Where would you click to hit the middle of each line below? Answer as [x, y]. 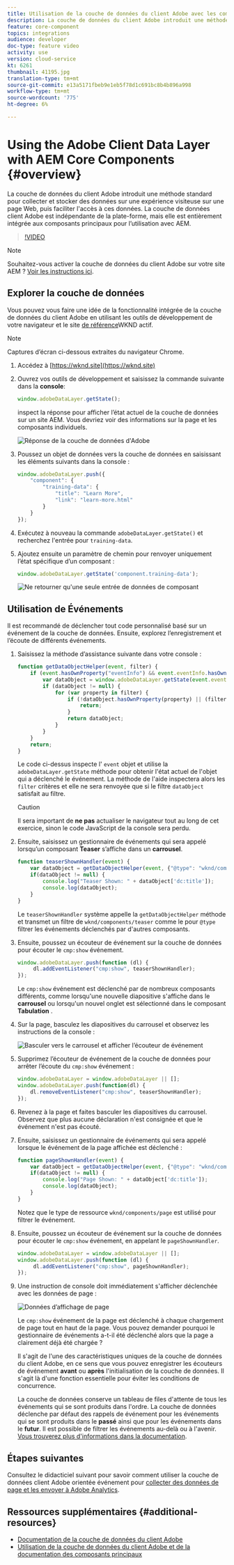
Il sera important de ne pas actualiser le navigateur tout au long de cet [118, 821]
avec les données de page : [57, 1293]
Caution [29, 807]
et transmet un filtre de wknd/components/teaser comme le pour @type [116, 921]
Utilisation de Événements [65, 609]
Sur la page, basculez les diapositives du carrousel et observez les [113, 1025]
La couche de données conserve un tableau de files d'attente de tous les [122, 1399]
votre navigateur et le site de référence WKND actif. [80, 325]
